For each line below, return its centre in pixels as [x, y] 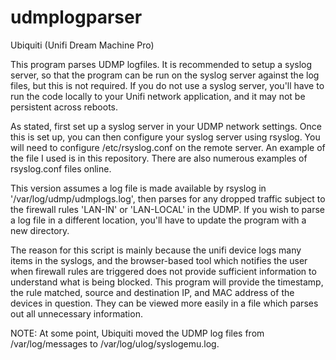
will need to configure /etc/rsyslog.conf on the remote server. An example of [168, 147]
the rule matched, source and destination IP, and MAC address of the [152, 292]
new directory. [40, 230]
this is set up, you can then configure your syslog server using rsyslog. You [165, 137]
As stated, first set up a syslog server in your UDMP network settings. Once [166, 126]
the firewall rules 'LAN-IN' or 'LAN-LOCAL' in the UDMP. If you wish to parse [167, 209]
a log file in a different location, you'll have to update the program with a [158, 220]
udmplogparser [76, 17]
